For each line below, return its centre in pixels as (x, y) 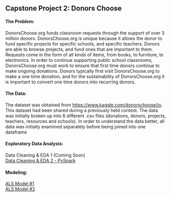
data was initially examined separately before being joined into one (76, 126)
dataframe (16, 132)
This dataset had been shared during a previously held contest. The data (82, 110)
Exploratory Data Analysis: (34, 144)
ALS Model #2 (20, 189)
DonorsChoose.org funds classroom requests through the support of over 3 (85, 33)
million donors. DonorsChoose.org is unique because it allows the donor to (84, 38)
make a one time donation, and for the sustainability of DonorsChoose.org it (85, 76)
